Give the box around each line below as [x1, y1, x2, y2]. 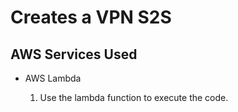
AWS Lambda [24, 72, 82, 84]
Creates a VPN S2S [10, 6, 172, 29]
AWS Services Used [10, 46, 138, 63]
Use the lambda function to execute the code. [39, 92, 229, 103]
